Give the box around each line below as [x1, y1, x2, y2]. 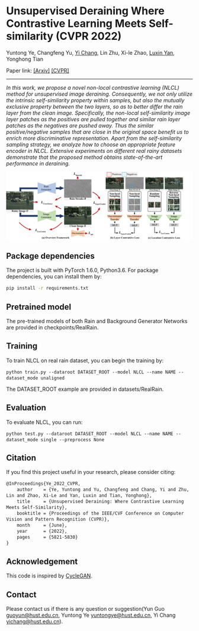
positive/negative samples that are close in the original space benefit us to [6, 128, 189, 135]
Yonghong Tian [6, 55, 43, 62]
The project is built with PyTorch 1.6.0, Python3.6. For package [6, 266, 159, 274]
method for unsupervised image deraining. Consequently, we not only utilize [6, 90, 192, 98]
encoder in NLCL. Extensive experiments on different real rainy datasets [6, 147, 182, 154]
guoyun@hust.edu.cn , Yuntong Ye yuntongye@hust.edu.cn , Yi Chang [6, 611, 176, 619]
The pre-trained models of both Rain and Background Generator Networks [6, 318, 188, 325]
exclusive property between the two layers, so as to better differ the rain [6, 103, 183, 110]
